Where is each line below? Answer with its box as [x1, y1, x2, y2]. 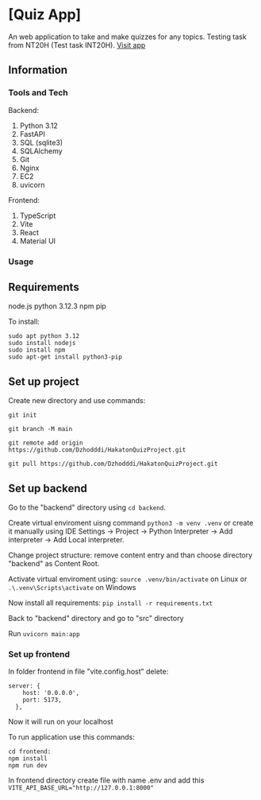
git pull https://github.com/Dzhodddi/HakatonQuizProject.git [8, 460, 218, 468]
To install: [8, 317, 40, 327]
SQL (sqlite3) [19, 138, 63, 147]
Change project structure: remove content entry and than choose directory [8, 550, 253, 560]
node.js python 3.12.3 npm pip [8, 301, 107, 311]
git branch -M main [8, 425, 73, 433]
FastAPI [19, 129, 45, 138]
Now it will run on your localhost [8, 717, 113, 727]
